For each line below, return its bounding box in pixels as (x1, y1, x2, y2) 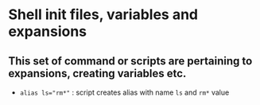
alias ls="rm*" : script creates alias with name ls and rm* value (19, 87, 230, 97)
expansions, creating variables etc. (8, 66, 187, 80)
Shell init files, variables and (8, 6, 199, 24)
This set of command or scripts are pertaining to (8, 54, 253, 68)
